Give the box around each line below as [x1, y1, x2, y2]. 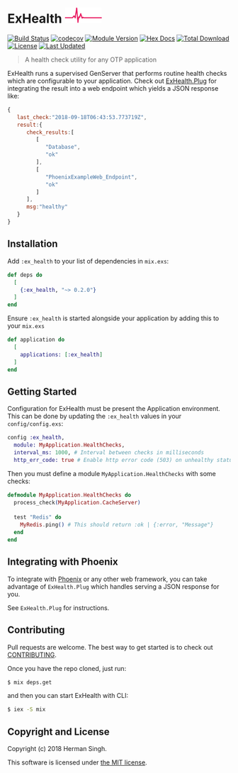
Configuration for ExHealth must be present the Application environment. [7, 405, 221, 413]
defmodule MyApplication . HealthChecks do [7, 491, 132, 499]
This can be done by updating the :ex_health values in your [7, 412, 182, 421]
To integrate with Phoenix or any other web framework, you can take [7, 575, 208, 583]
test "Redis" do [13, 514, 62, 521]
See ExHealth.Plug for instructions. [7, 603, 110, 612]
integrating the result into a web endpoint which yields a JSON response [7, 84, 219, 92]
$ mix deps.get [7, 679, 52, 686]
